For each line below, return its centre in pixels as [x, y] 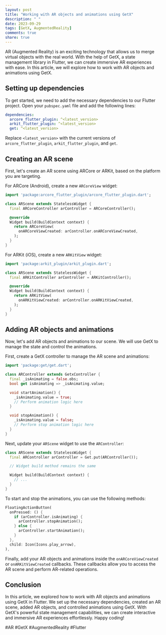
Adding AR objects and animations [59, 329]
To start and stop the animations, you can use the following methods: [75, 498]
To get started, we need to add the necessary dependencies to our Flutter [80, 100]
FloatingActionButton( [28, 507]
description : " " [23, 19]
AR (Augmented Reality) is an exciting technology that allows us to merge [80, 51]
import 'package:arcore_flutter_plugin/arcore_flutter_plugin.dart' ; [78, 195]
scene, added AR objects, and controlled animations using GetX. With [76, 607]
